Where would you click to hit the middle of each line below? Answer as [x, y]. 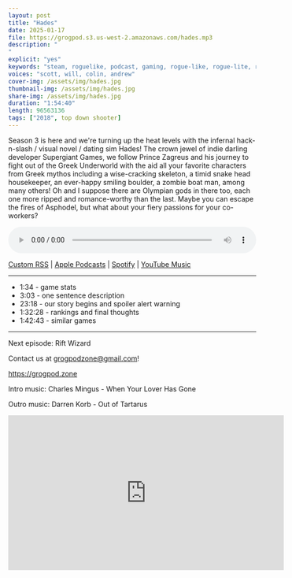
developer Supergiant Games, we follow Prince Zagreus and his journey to [129, 157]
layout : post [30, 15]
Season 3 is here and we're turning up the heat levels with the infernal [122, 140]
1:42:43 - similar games [58, 320]
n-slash [20, 148]
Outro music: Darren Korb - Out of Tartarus [78, 404]
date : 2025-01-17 [37, 30]
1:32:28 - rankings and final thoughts [79, 312]
